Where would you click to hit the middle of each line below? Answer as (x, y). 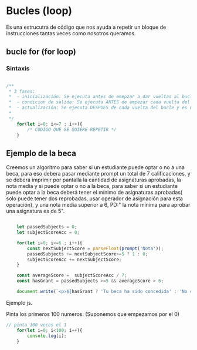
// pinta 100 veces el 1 (36, 325)
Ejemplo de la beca (41, 153)
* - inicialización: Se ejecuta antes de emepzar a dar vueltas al (94, 97)
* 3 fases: (22, 91)
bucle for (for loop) (41, 52)
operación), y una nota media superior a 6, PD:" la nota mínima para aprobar (98, 205)
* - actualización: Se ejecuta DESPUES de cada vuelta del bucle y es (98, 108)
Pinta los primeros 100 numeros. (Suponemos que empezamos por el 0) (93, 314)
